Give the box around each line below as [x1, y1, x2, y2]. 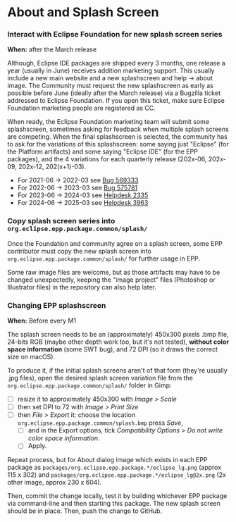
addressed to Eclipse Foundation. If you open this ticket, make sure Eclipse [7, 97, 225, 105]
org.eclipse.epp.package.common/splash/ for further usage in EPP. [7, 254, 201, 263]
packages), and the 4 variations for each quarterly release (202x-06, [7, 155, 207, 163]
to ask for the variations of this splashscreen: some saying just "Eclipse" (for [7, 140, 229, 149]
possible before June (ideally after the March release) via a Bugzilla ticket [7, 89, 221, 97]
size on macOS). [7, 353, 55, 361]
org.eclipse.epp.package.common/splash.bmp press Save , [17, 418, 183, 427]
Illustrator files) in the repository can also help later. [7, 282, 156, 291]
